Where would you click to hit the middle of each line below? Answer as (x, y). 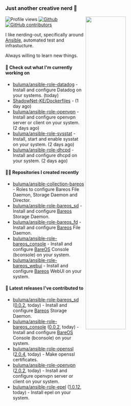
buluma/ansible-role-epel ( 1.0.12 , (47, 386)
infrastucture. (20, 46)
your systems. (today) (36, 95)
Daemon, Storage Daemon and (45, 195)
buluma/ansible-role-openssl (43, 349)
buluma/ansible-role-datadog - (45, 84)
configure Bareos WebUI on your (47, 271)
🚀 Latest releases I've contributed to (44, 288)
